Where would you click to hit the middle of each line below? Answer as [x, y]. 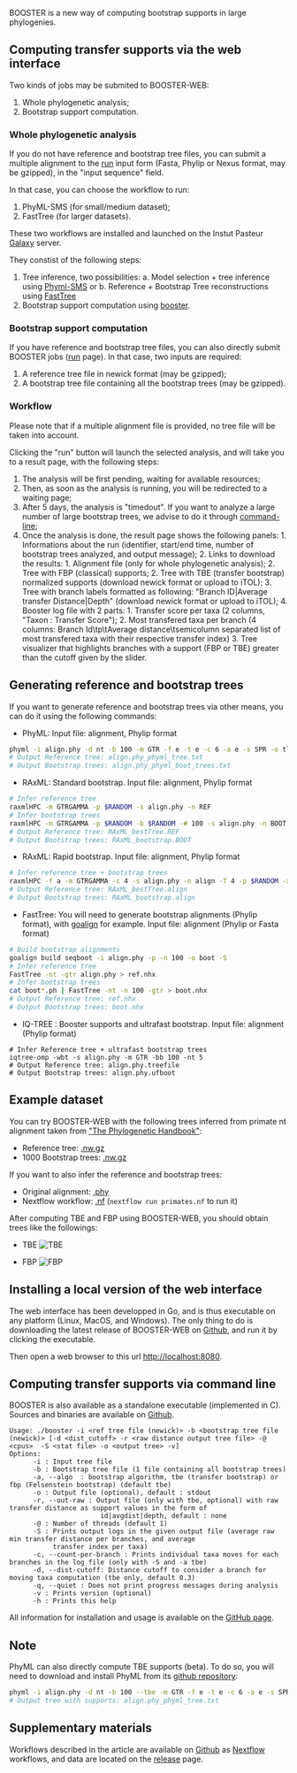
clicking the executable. [52, 1339]
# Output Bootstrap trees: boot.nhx [76, 1008]
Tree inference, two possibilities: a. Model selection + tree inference [146, 277]
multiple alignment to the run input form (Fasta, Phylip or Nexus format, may [147, 164]
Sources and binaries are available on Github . [92, 1415]
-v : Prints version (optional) [92, 1593]
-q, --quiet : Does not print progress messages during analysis [155, 1586]
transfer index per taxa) [100, 1547]
